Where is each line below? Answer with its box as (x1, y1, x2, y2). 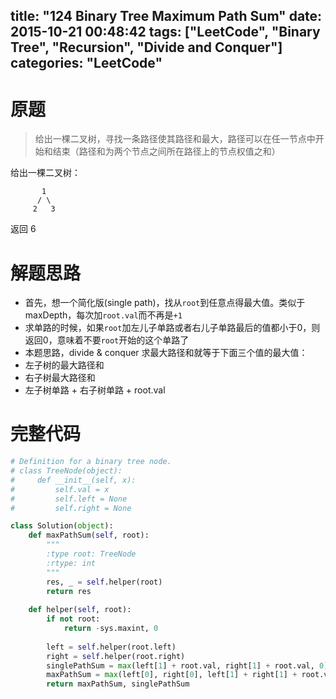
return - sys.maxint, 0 (63, 624, 159, 634)
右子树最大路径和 (24, 372, 96, 384)
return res (46, 586, 92, 596)
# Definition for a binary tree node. (10, 457, 172, 467)
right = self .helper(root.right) (46, 651, 186, 661)
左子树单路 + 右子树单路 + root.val (24, 384, 166, 396)
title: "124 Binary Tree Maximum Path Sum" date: (10, 8, 323, 25)
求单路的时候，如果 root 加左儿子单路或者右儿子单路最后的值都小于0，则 (24, 322, 321, 334)
